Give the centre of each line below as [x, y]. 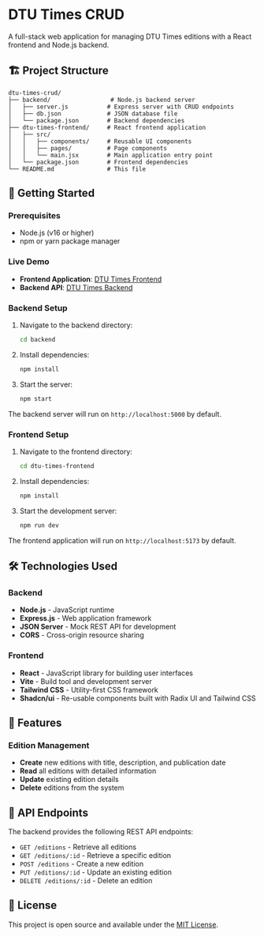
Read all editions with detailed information [88, 771]
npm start [36, 399]
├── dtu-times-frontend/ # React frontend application [107, 127]
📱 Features [35, 722]
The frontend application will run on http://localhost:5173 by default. [122, 540]
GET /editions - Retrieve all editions [78, 847]
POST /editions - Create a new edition [82, 864]
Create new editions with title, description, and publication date [123, 763]
